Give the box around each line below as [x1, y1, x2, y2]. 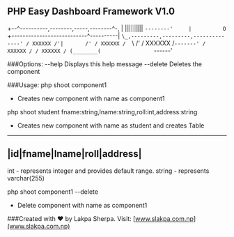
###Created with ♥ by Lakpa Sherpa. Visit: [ [7, 214, 136, 222]
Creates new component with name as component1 [17, 94, 165, 102]
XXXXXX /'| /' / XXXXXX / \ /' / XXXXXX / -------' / [32, 38, 206, 47]
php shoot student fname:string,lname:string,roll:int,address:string [7, 107, 198, 116]
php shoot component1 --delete [7, 188, 99, 196]
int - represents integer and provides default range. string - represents [7, 167, 210, 175]
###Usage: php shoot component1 [7, 80, 107, 89]
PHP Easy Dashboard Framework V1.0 [7, 6, 175, 17]
